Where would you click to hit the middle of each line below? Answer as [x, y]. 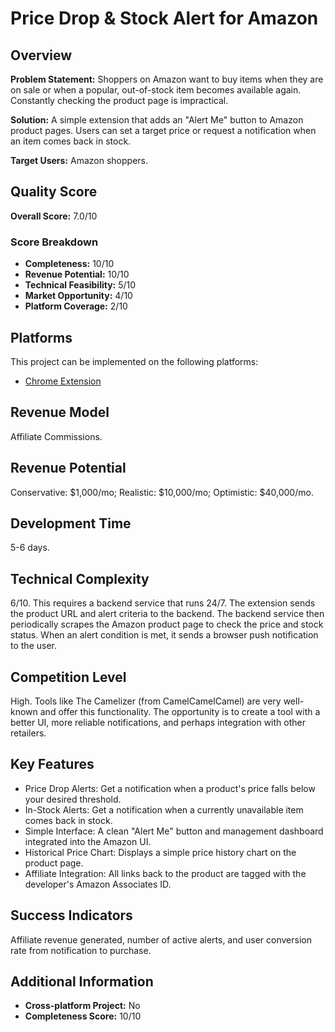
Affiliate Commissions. [56, 436]
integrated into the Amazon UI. [88, 841]
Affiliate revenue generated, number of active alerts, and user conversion [161, 939]
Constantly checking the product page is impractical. [119, 100]
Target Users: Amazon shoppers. [79, 160]
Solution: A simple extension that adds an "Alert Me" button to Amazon [157, 120]
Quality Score [54, 192]
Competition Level [68, 677]
